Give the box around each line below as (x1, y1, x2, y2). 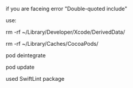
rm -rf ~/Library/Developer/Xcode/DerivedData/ (5, 28, 126, 36)
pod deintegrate (5, 52, 46, 59)
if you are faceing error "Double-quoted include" (5, 5, 128, 12)
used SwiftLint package (5, 75, 65, 82)
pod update (5, 63, 35, 71)
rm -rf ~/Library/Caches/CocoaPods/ (5, 40, 98, 47)
